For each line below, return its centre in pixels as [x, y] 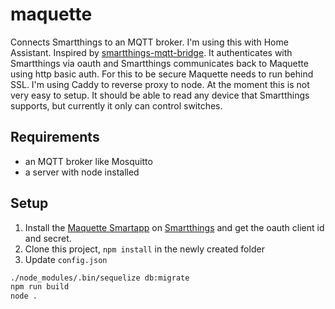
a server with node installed [82, 172]
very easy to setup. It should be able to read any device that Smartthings [160, 95]
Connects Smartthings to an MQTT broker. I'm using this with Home [149, 42]
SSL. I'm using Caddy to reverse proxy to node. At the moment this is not [160, 84]
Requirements [55, 137]
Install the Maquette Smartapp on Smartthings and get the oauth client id [174, 227]
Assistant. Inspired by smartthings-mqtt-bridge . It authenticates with [151, 52]
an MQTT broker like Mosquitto [88, 161]
